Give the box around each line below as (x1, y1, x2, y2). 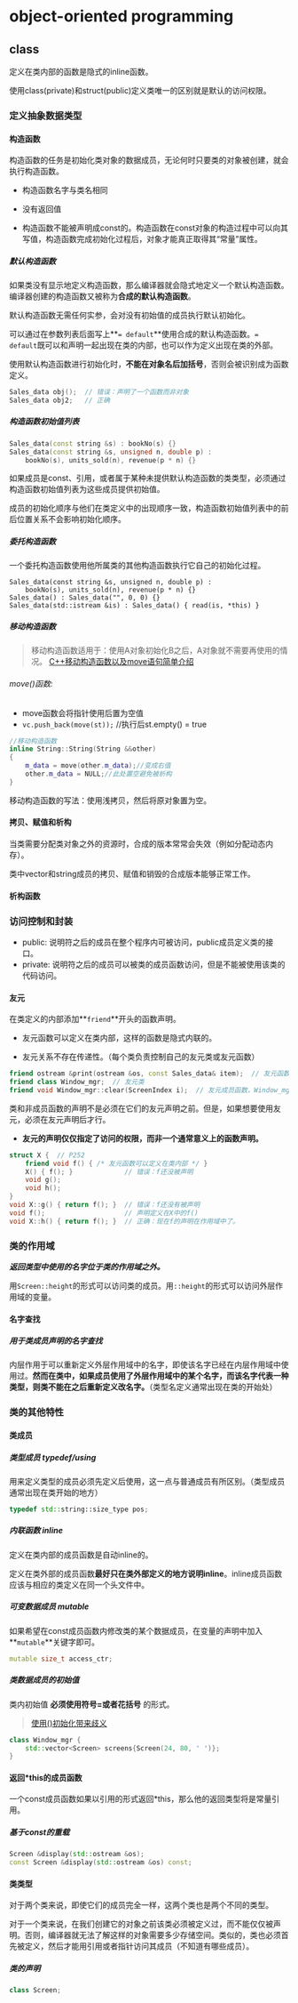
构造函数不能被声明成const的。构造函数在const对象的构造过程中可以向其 (21, 222, 289, 233)
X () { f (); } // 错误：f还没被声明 (25, 1167, 193, 1176)
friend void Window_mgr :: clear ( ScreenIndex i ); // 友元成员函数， (9, 1085, 255, 1095)
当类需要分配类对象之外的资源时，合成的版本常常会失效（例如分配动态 (9, 839, 266, 849)
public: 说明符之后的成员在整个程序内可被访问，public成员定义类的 (21, 937, 266, 947)
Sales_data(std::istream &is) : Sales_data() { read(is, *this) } (9, 601, 260, 610)
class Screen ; (9, 1986, 62, 1995)
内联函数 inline (9, 1525, 64, 1536)
